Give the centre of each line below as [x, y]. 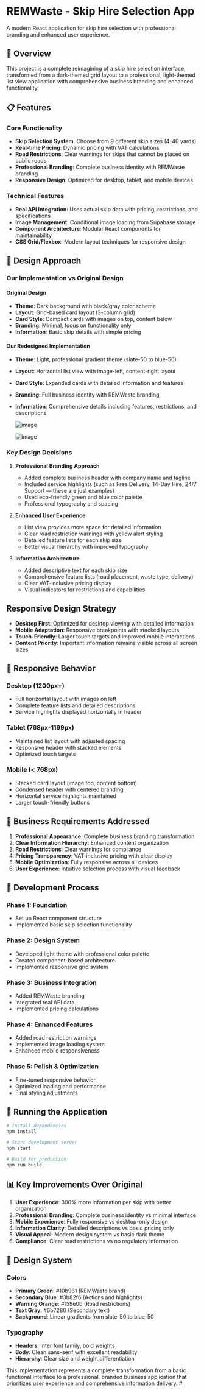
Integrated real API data [45, 1002]
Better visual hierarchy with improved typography [86, 546]
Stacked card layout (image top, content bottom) [76, 783]
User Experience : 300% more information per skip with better [93, 1202]
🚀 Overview [29, 54]
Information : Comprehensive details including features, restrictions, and [106, 407]
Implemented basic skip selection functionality [73, 925]
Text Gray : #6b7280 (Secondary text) [62, 1310]
